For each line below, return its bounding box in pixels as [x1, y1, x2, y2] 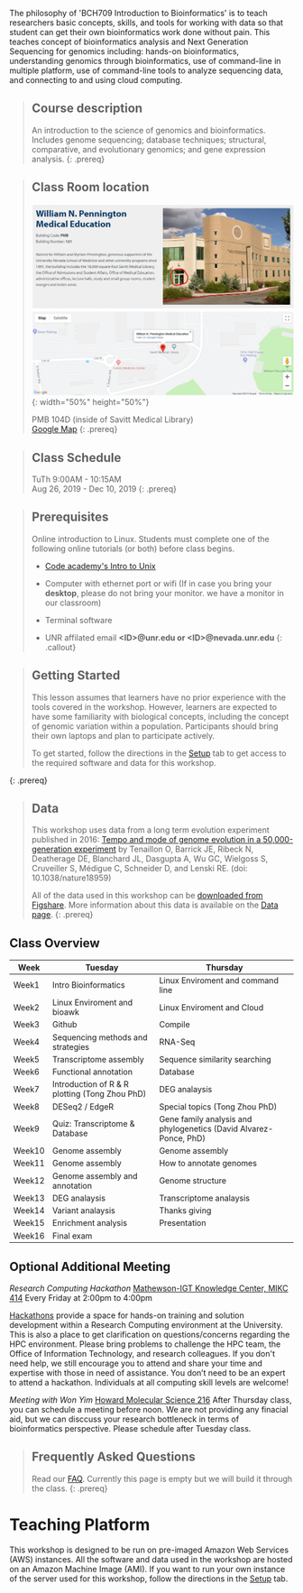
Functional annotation [52, 1066, 133, 1077]
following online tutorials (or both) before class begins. [31, 543, 235, 554]
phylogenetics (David [159, 1123, 239, 1134]
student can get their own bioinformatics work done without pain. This [9, 27, 271, 37]
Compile [159, 1019, 191, 1030]
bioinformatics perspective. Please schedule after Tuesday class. [9, 1423, 252, 1434]
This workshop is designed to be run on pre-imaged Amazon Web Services [9, 1544, 289, 1555]
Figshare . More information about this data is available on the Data [31, 899, 279, 910]
